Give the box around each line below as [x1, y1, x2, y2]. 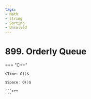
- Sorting [5, 20, 25, 26]
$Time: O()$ [5, 71, 29, 77]
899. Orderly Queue [5, 46, 87, 57]
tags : [5, 7, 16, 12]
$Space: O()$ [5, 80, 31, 85]
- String [5, 16, 23, 21]
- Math [5, 12, 18, 16]
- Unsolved [5, 25, 27, 30]
